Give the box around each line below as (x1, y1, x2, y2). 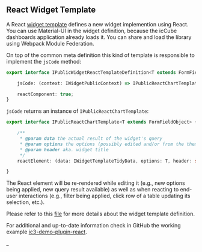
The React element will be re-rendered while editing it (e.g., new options (6, 179, 185, 187)
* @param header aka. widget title (19, 146, 109, 152)
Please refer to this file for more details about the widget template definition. (6, 210, 195, 218)
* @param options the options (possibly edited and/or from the (19, 141, 185, 147)
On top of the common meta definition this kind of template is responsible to (6, 51, 195, 59)
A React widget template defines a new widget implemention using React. (6, 20, 189, 28)
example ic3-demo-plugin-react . (6, 228, 87, 236)
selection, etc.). (6, 199, 45, 206)
